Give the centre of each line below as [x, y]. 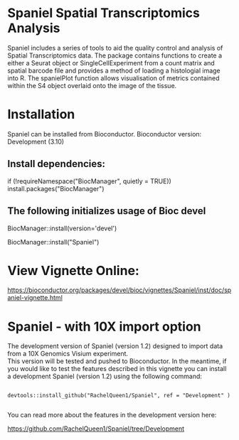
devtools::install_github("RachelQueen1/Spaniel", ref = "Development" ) [119, 396]
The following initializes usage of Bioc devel [107, 211]
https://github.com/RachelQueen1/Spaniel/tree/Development [96, 429]
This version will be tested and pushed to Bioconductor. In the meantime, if [117, 361]
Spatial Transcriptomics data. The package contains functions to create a [115, 55]
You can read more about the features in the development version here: [112, 415]
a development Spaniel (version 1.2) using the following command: [105, 376]
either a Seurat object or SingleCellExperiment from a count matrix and [111, 63]
